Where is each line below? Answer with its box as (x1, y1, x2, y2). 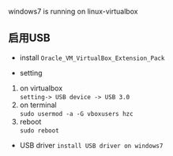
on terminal (19, 100, 57, 110)
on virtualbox (19, 83, 63, 93)
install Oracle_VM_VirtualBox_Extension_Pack (19, 53, 165, 62)
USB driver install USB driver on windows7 (19, 140, 164, 150)
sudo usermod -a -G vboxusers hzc (19, 110, 134, 117)
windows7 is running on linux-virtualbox (8, 7, 138, 16)
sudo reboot (19, 126, 59, 135)
